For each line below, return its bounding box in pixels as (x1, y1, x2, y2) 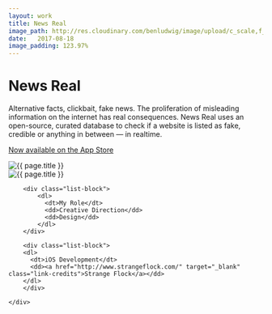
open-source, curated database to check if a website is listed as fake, (8, 121, 241, 130)
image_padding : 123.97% (8, 42, 89, 50)
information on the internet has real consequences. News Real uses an (8, 112, 244, 122)
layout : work (8, 11, 53, 20)
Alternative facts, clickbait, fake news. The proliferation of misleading (8, 104, 240, 113)
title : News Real (8, 19, 67, 28)
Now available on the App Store (8, 145, 114, 155)
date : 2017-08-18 (8, 34, 74, 43)
